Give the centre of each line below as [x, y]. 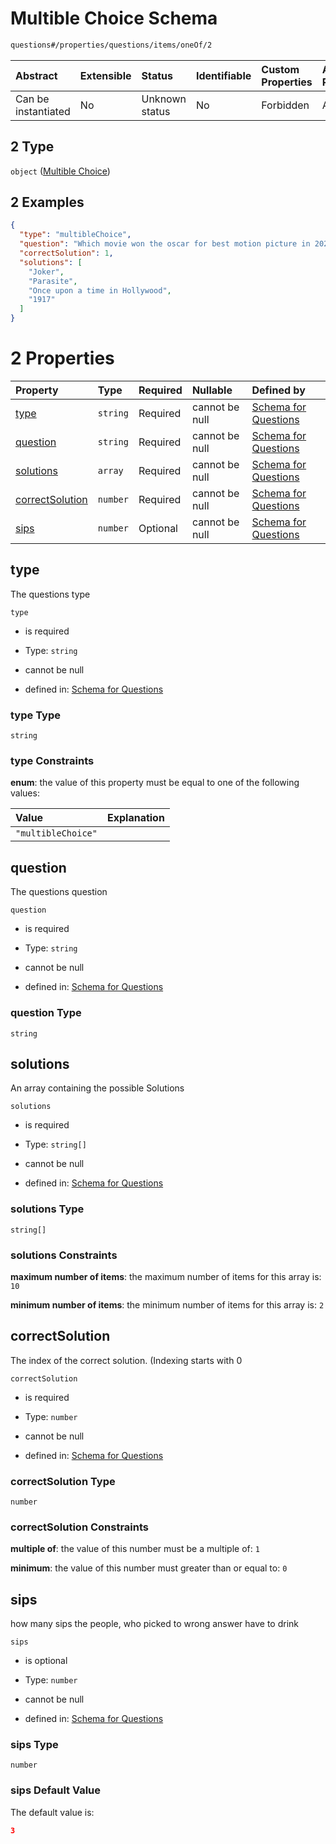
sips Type [34, 1745]
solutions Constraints [64, 1255]
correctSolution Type [63, 1481]
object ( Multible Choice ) [60, 171]
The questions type [50, 594]
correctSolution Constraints [80, 1527]
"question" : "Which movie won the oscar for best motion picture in [165, 244]
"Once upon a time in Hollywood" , [100, 290]
